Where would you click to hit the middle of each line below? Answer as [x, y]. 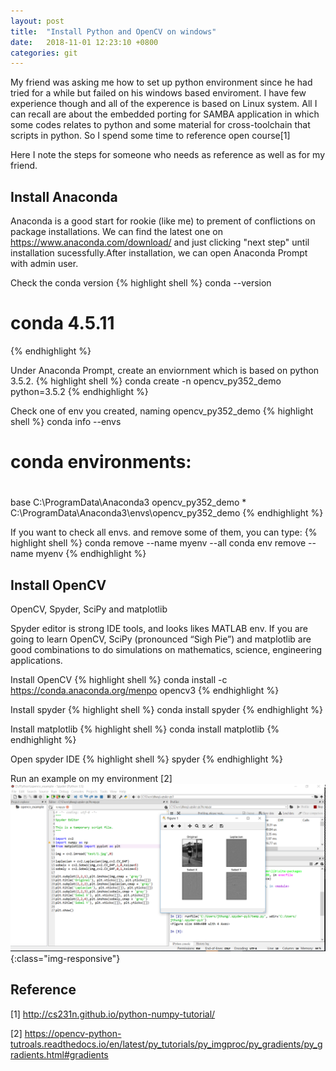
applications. [36, 661]
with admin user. [44, 264]
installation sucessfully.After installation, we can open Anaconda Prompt [159, 253]
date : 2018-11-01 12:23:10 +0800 [84, 42]
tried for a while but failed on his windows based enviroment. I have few [158, 93]
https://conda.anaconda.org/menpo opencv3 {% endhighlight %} [145, 691]
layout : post [37, 21]
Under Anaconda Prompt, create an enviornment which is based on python [165, 370]
